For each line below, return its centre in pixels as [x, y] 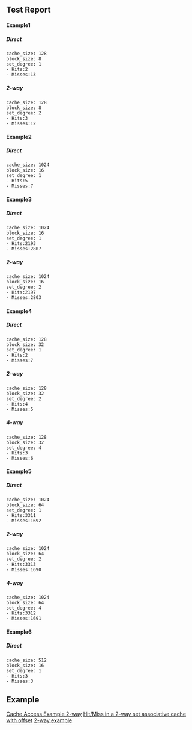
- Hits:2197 [21, 292]
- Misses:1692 [24, 521]
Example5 [19, 471]
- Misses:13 [21, 75]
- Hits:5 [17, 181]
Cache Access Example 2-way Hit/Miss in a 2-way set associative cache [96, 714]
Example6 [19, 632]
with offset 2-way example [39, 720]
